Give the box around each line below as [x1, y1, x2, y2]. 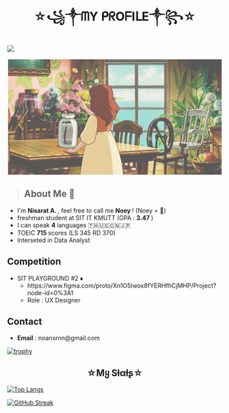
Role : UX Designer [27, 296, 81, 304]
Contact [7, 316, 42, 327]
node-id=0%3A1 [27, 288, 74, 297]
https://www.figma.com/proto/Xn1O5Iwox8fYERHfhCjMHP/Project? [27, 281, 217, 290]
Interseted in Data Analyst [16, 236, 90, 244]
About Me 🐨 [23, 188, 75, 200]
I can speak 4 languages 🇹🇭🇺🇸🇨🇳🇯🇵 [16, 221, 131, 229]
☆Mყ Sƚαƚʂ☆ [86, 367, 144, 379]
